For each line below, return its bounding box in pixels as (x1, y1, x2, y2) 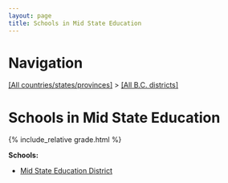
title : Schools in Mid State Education (8, 19, 142, 27)
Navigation (8, 54, 83, 72)
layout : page (8, 11, 52, 20)
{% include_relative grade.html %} (8, 135, 122, 144)
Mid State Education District (19, 166, 113, 176)
